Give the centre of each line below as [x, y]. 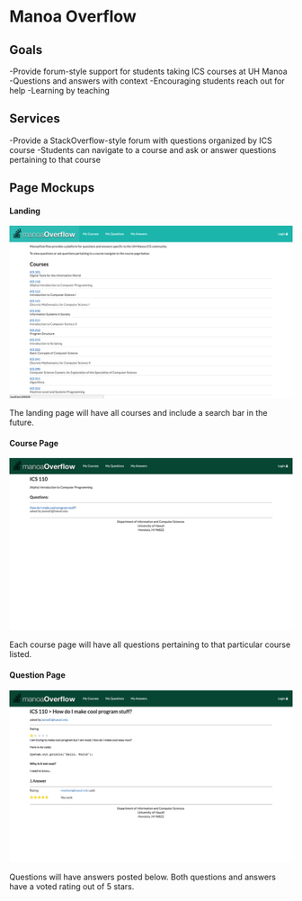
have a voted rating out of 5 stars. [72, 887]
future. [22, 423]
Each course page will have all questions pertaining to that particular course [150, 644]
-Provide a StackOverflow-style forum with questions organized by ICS [141, 140]
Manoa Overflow [73, 17]
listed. [21, 654]
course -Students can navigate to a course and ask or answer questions [143, 149]
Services [35, 119]
